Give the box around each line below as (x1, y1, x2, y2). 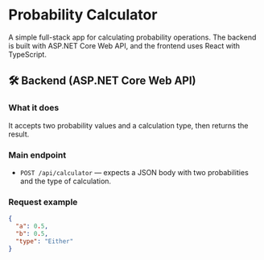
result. (8, 129, 30, 139)
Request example (8, 196, 78, 208)
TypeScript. (8, 49, 47, 59)
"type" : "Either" (15, 237, 74, 245)
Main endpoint (8, 149, 67, 161)
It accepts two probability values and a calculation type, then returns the (8, 120, 249, 130)
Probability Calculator (8, 6, 158, 24)
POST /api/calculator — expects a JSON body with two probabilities (19, 167, 250, 177)
